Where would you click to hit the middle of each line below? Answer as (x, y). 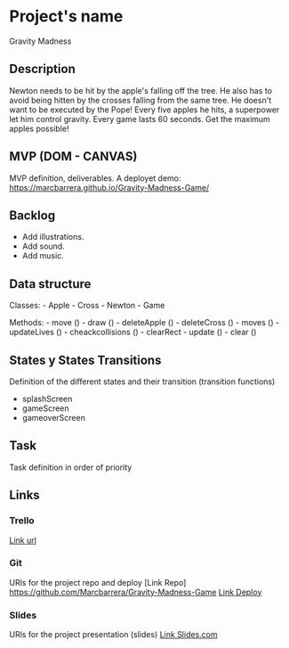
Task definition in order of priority (71, 467)
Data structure (50, 284)
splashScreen (47, 399)
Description (42, 69)
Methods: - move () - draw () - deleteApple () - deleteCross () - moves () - (144, 323)
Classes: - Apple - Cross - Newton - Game (87, 306)
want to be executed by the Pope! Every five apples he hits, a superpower (144, 110)
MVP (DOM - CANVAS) (73, 156)
